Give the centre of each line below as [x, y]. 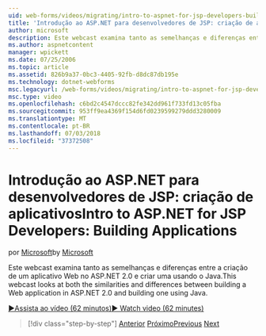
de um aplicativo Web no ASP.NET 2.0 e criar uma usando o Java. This [123, 276]
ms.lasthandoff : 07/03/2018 [55, 133]
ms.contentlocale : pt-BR [49, 126]
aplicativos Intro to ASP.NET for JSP [127, 214]
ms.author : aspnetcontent [51, 45]
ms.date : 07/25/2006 [42, 60]
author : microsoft [38, 30]
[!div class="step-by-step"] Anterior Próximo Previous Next [123, 324]
